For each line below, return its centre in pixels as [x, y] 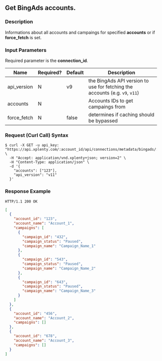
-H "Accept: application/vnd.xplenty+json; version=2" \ [68, 158]
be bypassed [103, 121]
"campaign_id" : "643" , [45, 282]
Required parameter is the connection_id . [47, 61]
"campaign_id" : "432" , [45, 237]
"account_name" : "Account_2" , [44, 318]
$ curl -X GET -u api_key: [32, 145]
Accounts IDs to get [111, 100]
